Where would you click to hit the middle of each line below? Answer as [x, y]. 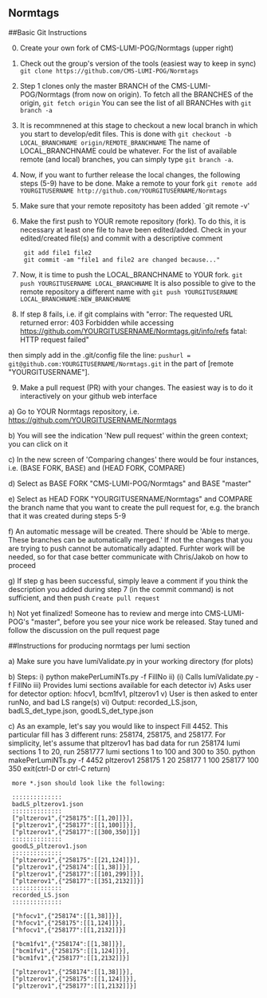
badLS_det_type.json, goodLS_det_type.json [81, 710]
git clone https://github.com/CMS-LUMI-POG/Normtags [109, 71]
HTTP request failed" [55, 340]
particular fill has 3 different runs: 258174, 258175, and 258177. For [117, 734]
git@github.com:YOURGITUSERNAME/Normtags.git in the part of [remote [121, 364]
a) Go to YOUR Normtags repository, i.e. [74, 412]
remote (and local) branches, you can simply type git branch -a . [126, 159]
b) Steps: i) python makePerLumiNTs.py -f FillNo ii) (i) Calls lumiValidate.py [131, 676]
